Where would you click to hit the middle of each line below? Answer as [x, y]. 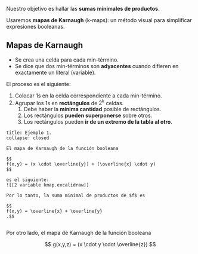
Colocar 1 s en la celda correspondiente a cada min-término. [88, 96]
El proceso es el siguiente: [38, 84]
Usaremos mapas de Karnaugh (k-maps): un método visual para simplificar [99, 20]
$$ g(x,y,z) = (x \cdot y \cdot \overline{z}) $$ [100, 244]
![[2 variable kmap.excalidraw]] [48, 185]
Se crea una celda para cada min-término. [67, 60]
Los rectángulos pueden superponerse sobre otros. [88, 115]
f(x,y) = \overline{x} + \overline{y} [54, 212]
